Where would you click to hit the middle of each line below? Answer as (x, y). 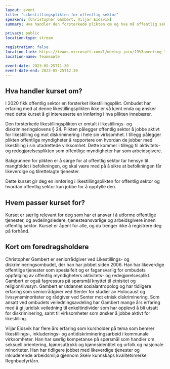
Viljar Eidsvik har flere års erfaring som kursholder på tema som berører (80, 328)
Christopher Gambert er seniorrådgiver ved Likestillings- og (68, 259)
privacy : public (22, 33)
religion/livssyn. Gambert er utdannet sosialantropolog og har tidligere (78, 286)
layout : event (20, 10)
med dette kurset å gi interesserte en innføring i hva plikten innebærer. (79, 114)
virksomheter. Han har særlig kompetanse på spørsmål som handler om (80, 339)
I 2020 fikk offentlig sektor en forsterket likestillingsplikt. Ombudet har (78, 103)
